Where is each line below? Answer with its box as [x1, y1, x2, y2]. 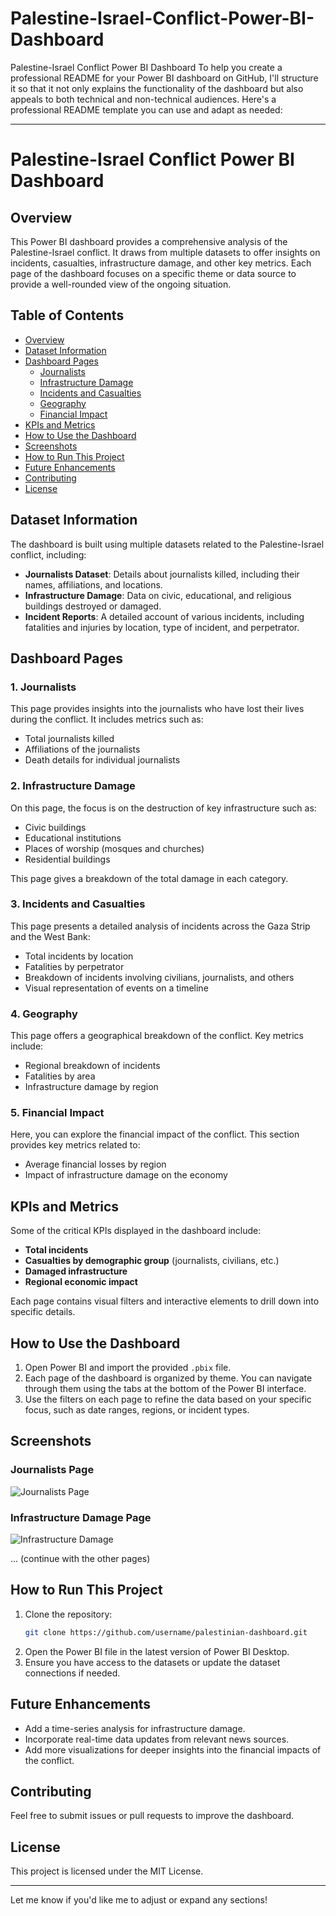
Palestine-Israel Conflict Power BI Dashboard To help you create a [10, 61, 283, 73]
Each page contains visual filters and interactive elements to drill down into [10, 1295, 320, 1307]
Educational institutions [24, 832, 122, 844]
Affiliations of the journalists [24, 743, 141, 756]
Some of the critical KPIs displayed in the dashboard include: [10, 1225, 262, 1237]
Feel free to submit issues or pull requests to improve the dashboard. [10, 1810, 295, 1822]
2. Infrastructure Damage [10, 779, 136, 793]
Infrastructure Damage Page [10, 1510, 152, 1524]
